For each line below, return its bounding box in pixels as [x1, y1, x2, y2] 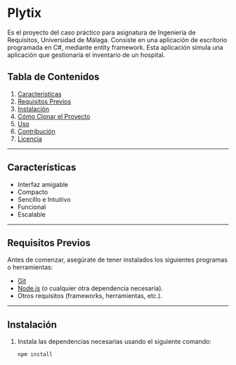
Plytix [7, 5, 42, 21]
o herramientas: [7, 263, 53, 271]
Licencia [17, 134, 42, 143]
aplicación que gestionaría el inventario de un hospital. [7, 51, 166, 59]
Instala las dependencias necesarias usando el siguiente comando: [17, 338, 212, 346]
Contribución [17, 127, 55, 135]
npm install [17, 351, 53, 358]
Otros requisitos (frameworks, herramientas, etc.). [17, 292, 163, 300]
